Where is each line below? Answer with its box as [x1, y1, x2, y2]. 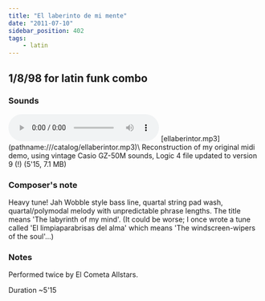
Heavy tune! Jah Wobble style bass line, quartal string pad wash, [8, 197, 223, 207]
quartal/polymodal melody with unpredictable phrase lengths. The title [8, 206, 241, 216]
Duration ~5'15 [8, 286, 57, 295]
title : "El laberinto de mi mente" [8, 11, 128, 20]
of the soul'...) [8, 232, 55, 242]
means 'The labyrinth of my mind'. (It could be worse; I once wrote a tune [8, 214, 251, 225]
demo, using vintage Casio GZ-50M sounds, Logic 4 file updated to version [8, 150, 258, 161]
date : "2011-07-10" [8, 19, 74, 27]
